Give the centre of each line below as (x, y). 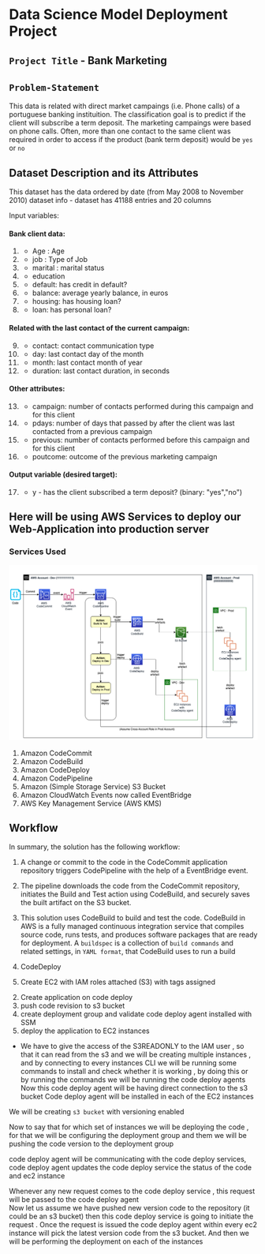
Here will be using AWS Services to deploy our (125, 517)
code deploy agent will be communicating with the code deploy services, (128, 1159)
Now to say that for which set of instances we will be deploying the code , (129, 1127)
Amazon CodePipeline (56, 778)
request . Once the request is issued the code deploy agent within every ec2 (133, 1225)
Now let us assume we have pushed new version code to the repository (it (130, 1208)
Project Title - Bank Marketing (88, 60)
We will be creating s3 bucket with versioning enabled (97, 1112)
